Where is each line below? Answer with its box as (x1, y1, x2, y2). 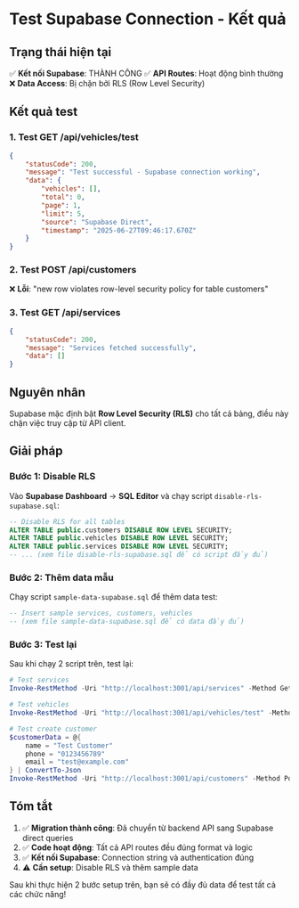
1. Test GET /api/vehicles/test (9, 131, 140, 143)
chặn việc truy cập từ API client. (9, 417, 126, 428)
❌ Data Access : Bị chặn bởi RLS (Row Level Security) (9, 78, 206, 88)
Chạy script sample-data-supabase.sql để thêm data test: (9, 592, 218, 602)
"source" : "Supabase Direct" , (41, 217, 153, 226)
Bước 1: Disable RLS (9, 470, 96, 483)
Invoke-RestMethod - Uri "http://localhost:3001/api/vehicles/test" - (9, 708, 273, 717)
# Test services (9, 675, 69, 685)
